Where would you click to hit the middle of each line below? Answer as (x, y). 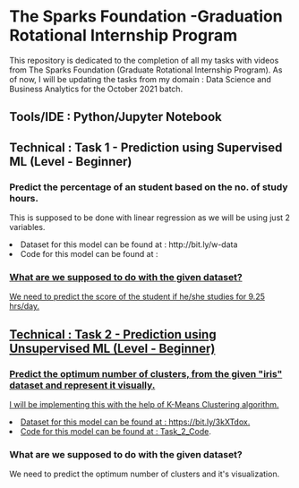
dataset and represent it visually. (82, 385)
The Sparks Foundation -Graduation (146, 17)
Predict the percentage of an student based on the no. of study (149, 187)
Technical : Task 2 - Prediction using (113, 334)
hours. (24, 198)
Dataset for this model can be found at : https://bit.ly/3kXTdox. (136, 422)
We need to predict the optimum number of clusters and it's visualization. (145, 474)
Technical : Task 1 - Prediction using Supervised (146, 147)
